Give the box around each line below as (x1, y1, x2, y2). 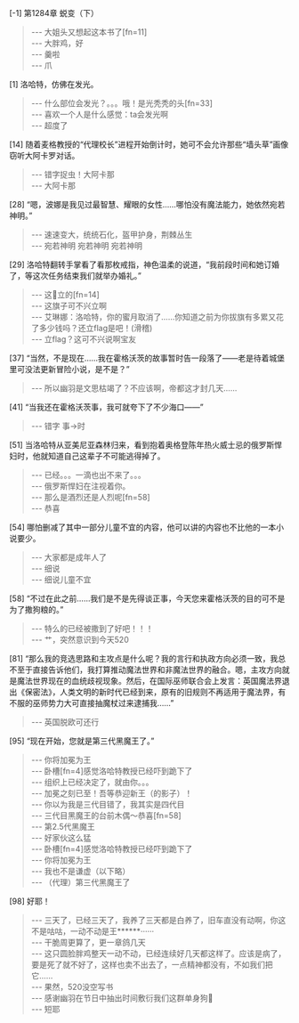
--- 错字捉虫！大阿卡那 (30, 169, 116, 180)
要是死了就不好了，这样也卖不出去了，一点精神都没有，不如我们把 (30, 960, 273, 970)
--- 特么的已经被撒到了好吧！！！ (30, 623, 154, 634)
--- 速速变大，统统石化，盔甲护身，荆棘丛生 (30, 230, 193, 240)
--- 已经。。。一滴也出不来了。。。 (30, 470, 147, 480)
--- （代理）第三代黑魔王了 (30, 877, 131, 888)
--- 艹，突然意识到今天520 (30, 635, 129, 645)
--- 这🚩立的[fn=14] (30, 289, 100, 300)
